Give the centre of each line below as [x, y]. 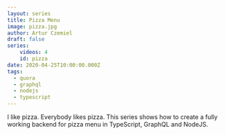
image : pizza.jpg [32, 26]
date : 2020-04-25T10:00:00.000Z [54, 65]
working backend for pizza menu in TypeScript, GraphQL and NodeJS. [108, 124]
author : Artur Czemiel [40, 33]
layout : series [29, 13]
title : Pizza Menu [34, 20]
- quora [25, 78]
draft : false [26, 39]
